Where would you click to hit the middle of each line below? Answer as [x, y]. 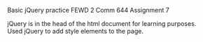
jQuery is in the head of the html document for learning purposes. [102, 23]
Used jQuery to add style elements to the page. [75, 31]
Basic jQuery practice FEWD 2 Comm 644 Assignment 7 [88, 10]
